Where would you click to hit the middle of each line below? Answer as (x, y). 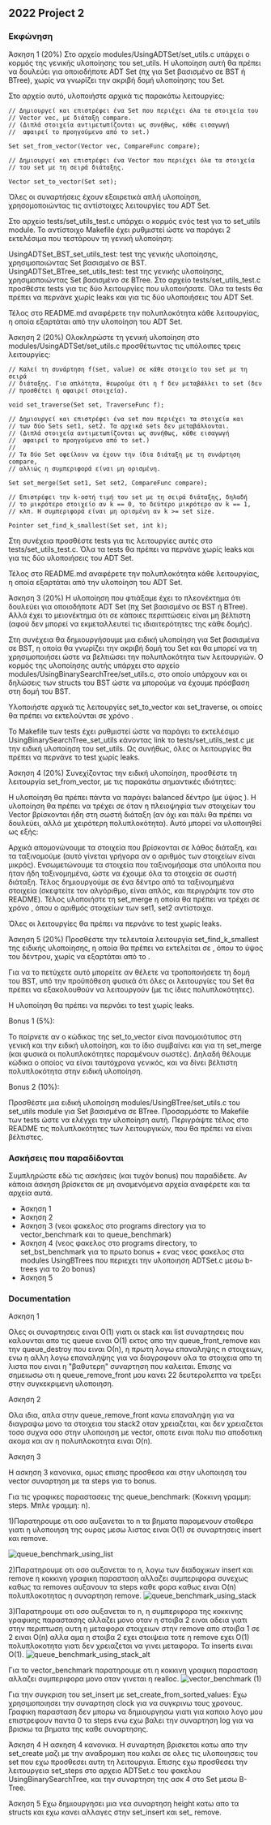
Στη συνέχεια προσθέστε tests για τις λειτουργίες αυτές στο (110, 540)
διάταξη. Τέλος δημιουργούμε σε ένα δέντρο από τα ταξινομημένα (121, 882)
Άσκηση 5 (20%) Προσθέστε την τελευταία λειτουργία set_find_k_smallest (133, 939)
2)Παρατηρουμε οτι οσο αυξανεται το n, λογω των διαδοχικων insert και (131, 1570)
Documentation (40, 1298)
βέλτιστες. (26, 1137)
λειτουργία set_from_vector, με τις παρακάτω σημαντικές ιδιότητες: (122, 781)
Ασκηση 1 (24, 1316)
